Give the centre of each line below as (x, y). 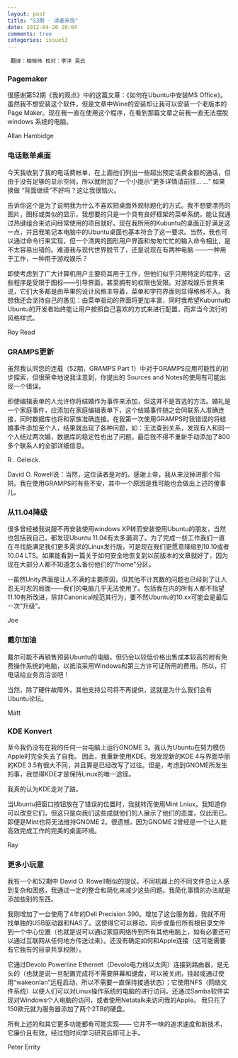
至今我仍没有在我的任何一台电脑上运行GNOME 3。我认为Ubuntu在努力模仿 (116, 747)
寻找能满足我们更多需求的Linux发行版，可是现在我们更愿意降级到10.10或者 (121, 547)
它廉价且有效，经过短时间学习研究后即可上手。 (75, 1033)
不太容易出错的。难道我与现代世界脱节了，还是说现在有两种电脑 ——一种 (114, 250)
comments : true (30, 34)
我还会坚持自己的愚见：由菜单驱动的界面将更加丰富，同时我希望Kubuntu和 (122, 300)
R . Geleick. (24, 460)
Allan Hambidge (31, 136)
